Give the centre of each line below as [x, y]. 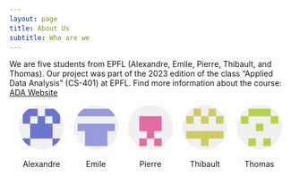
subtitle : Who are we [50, 38]
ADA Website [34, 93]
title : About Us [39, 28]
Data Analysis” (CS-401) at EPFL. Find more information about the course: [145, 83]
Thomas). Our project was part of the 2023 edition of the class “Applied [141, 74]
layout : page [34, 19]
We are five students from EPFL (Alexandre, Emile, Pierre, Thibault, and [141, 64]
